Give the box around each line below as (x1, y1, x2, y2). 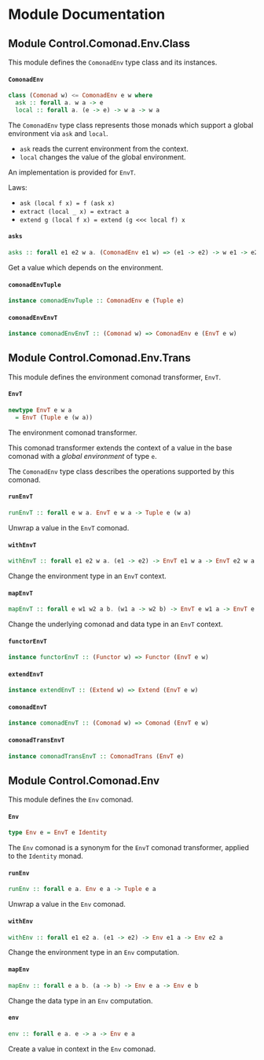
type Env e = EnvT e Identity (8, 829, 108, 837)
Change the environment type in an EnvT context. (8, 571, 167, 581)
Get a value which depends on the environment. (8, 262, 163, 272)
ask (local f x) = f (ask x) (19, 199, 115, 207)
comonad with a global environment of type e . (8, 451, 157, 460)
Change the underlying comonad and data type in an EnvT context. (8, 619, 223, 629)
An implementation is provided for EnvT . (8, 167, 136, 177)
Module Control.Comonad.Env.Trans (8, 351, 191, 365)
